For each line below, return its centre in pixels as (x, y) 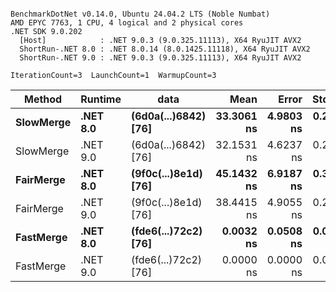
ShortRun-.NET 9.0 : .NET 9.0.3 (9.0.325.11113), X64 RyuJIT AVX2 (160, 58)
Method (43, 99)
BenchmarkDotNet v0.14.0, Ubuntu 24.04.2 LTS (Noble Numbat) (140, 14)
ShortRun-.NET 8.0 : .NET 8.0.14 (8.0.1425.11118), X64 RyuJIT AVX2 (165, 49)
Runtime (101, 99)
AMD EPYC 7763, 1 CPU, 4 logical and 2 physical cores (127, 23)
